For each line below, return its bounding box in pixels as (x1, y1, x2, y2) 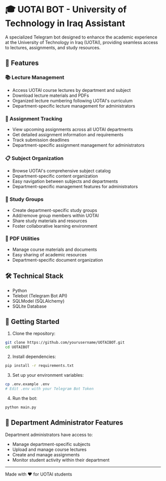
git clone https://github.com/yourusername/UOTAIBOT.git (5, 340, 125, 345)
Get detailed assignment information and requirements (12, 131, 124, 137)
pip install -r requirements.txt (5, 363, 74, 368)
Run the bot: (12, 395, 38, 401)
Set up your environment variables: (12, 372, 84, 378)
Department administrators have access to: (5, 432, 93, 438)
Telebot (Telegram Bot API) (12, 292, 68, 299)
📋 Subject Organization (5, 155, 64, 161)
